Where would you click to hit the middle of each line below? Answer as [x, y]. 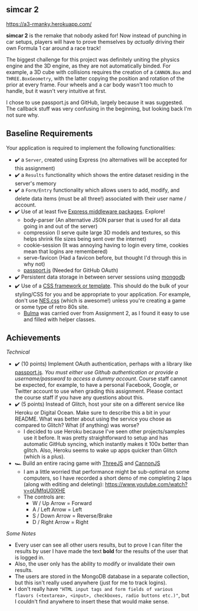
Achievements [33, 338]
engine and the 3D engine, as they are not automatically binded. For [88, 66]
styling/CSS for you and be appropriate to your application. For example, [103, 294]
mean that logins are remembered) [65, 251]
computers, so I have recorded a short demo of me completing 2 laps [108, 478]
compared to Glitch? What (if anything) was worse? [77, 425]
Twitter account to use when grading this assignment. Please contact [99, 391]
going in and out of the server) [60, 226]
